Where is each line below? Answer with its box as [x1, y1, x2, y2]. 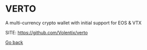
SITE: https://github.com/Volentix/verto [5, 29, 88, 35]
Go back [5, 39, 24, 45]
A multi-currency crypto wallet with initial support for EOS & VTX [5, 20, 142, 26]
